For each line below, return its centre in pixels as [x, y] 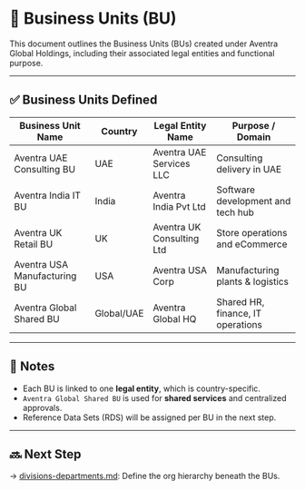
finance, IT [239, 313]
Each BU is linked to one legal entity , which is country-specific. [142, 388]
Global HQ [175, 318]
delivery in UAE [249, 169]
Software [236, 190]
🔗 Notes [32, 367]
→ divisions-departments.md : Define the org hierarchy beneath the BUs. [145, 476]
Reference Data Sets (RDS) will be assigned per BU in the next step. [149, 417]
